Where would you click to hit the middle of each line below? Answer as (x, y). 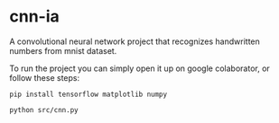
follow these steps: (44, 77)
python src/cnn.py (44, 110)
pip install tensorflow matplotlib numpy (88, 94)
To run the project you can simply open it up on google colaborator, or (140, 68)
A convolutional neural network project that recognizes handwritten (135, 41)
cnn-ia (35, 17)
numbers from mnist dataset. (63, 50)
